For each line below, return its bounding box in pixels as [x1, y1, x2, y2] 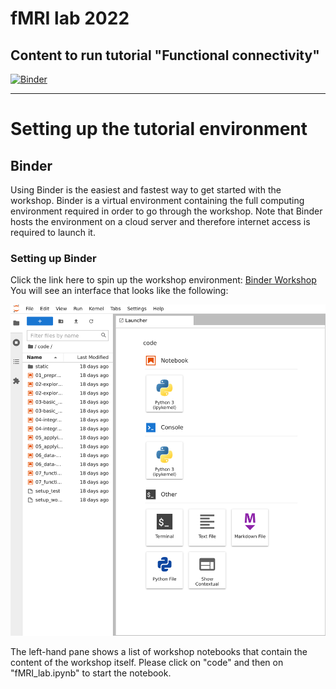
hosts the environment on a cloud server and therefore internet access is [10, 216, 311, 227]
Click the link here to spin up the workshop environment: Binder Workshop [10, 274, 317, 286]
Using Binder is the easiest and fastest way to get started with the [10, 184, 282, 196]
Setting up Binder [10, 251, 97, 265]
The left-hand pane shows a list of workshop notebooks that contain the [10, 646, 308, 658]
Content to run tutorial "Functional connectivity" [10, 47, 320, 64]
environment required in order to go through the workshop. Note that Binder [10, 205, 323, 217]
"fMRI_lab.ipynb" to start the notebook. [10, 667, 172, 679]
